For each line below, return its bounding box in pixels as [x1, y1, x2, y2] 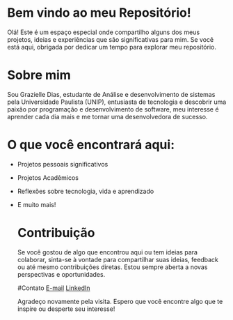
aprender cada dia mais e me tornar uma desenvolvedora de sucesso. [7, 112, 208, 121]
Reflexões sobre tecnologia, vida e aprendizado [17, 187, 154, 195]
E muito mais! [17, 200, 56, 208]
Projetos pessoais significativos [17, 160, 109, 168]
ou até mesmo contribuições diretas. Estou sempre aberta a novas [17, 263, 208, 271]
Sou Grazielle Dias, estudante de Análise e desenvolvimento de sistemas [7, 90, 216, 98]
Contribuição [17, 225, 95, 241]
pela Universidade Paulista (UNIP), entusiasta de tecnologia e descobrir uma [7, 98, 227, 106]
